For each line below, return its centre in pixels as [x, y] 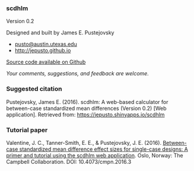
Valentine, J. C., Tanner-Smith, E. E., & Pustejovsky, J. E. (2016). [84, 142]
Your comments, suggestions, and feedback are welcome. [78, 74]
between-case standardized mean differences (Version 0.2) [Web [87, 108]
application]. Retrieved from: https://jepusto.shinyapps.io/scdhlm [85, 115]
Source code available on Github [46, 62]
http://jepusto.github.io [43, 50]
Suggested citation [34, 89]
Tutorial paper [27, 130]
